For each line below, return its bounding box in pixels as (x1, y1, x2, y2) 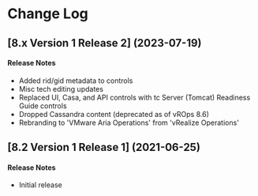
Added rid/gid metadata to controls (18, 76, 133, 85)
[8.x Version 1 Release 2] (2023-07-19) (7, 36, 202, 50)
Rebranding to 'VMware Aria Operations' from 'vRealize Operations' (18, 118, 240, 127)
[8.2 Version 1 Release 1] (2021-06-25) (7, 141, 200, 154)
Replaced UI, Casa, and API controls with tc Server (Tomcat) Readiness (18, 92, 251, 102)
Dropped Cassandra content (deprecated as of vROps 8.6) (18, 109, 210, 119)
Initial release (18, 180, 62, 190)
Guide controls (18, 100, 68, 111)
